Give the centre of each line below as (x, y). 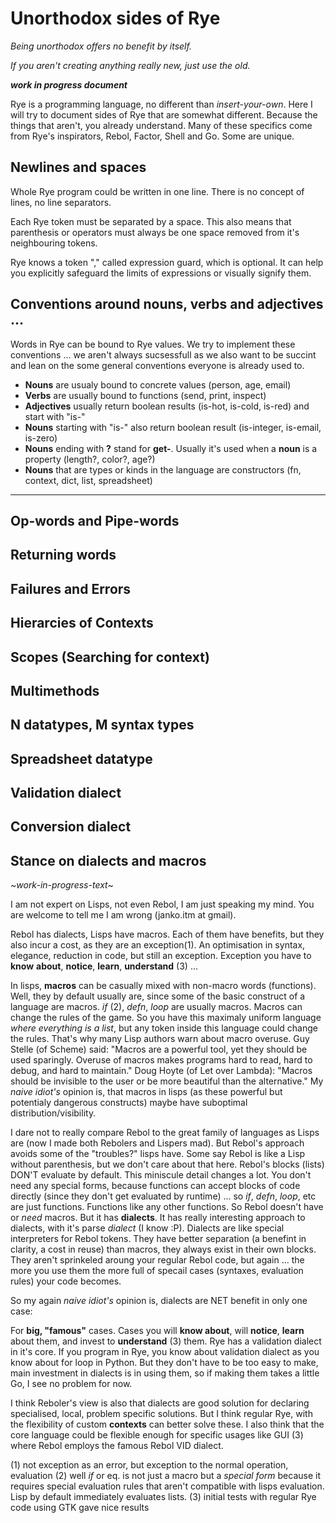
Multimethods (55, 690)
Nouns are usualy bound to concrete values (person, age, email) (158, 384)
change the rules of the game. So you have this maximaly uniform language (166, 1018)
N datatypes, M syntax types (102, 725)
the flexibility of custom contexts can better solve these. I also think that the (167, 1424)
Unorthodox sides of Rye (115, 18)
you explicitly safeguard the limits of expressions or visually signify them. (161, 273)
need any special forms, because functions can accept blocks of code (155, 1186)
